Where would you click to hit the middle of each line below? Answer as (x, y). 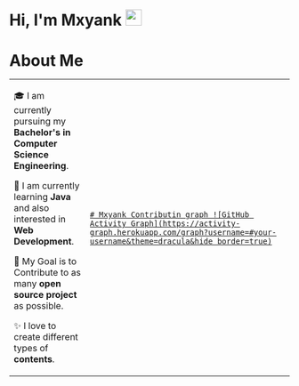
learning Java (42, 197)
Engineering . (41, 166)
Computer (36, 144)
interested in (40, 220)
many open (37, 284)
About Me (46, 61)
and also (32, 208)
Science (31, 155)
